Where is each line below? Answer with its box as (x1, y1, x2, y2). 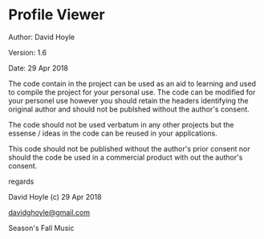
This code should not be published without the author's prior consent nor (8, 144, 250, 153)
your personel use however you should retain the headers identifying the (8, 95, 249, 105)
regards (8, 176, 35, 186)
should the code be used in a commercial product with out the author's (8, 152, 243, 162)
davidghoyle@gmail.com (8, 207, 91, 217)
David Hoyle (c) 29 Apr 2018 (8, 192, 102, 201)
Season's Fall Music (8, 223, 75, 233)
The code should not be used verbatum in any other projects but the (8, 119, 234, 129)
